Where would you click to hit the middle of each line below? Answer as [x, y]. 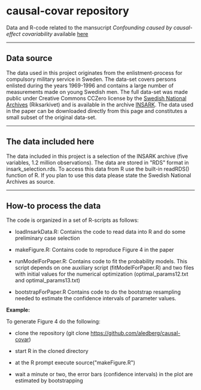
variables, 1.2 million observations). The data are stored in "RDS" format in [98, 162]
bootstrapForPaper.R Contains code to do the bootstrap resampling [98, 292]
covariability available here [55, 33]
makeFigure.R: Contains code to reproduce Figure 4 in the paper [95, 250]
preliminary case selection [47, 238]
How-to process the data [54, 205]
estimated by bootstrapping [49, 380]
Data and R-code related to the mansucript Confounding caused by [89, 28]
